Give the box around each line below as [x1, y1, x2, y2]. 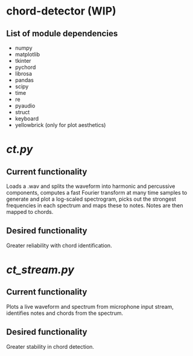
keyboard [14, 115, 39, 122]
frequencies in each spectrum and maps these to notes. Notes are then [6, 202, 183, 209]
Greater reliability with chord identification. [6, 242, 113, 249]
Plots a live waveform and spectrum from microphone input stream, [6, 303, 174, 310]
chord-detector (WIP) [6, 4, 116, 18]
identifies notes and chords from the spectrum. [6, 309, 124, 317]
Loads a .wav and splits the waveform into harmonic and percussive [6, 183, 176, 190]
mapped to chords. [6, 209, 54, 215]
